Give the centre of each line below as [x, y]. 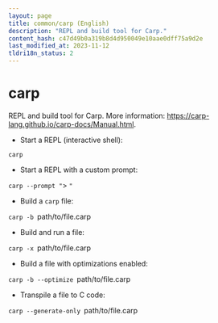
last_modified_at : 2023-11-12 [59, 46]
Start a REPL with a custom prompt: [79, 170]
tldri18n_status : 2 [41, 53]
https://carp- [188, 115]
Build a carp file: [47, 201]
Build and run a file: [52, 232]
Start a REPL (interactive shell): [71, 140]
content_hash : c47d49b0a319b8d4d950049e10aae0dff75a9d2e [106, 38]
